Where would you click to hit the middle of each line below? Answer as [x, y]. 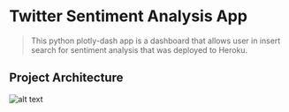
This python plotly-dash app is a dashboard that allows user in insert [156, 41]
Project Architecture [66, 78]
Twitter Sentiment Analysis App [128, 16]
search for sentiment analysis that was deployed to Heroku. [139, 49]
